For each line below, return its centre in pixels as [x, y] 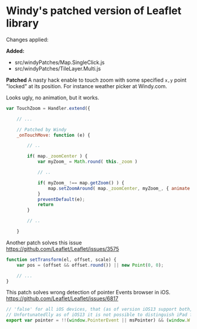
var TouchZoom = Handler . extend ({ [48, 108]
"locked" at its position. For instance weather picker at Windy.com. [86, 86]
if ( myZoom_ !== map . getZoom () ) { [81, 183]
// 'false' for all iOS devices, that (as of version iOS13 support [91, 310]
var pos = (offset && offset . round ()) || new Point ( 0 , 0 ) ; [90, 265]
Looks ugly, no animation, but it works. [53, 98]
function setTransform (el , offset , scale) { [61, 260]
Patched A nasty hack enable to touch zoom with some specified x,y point [96, 80]
